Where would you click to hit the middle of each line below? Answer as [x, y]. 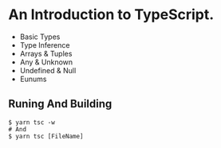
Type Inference [45, 45]
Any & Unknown [46, 62]
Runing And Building [60, 104]
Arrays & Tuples [46, 53]
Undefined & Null [48, 70]
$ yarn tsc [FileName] [46, 136]
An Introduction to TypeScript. [111, 15]
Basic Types [40, 37]
